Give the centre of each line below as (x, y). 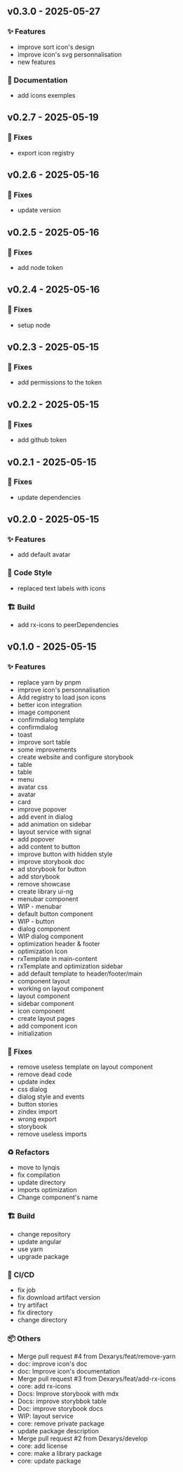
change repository (44, 1234)
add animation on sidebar (54, 824)
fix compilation (39, 1175)
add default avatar (44, 555)
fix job (27, 1290)
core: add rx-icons (44, 1386)
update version (39, 210)
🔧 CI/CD (21, 1274)
